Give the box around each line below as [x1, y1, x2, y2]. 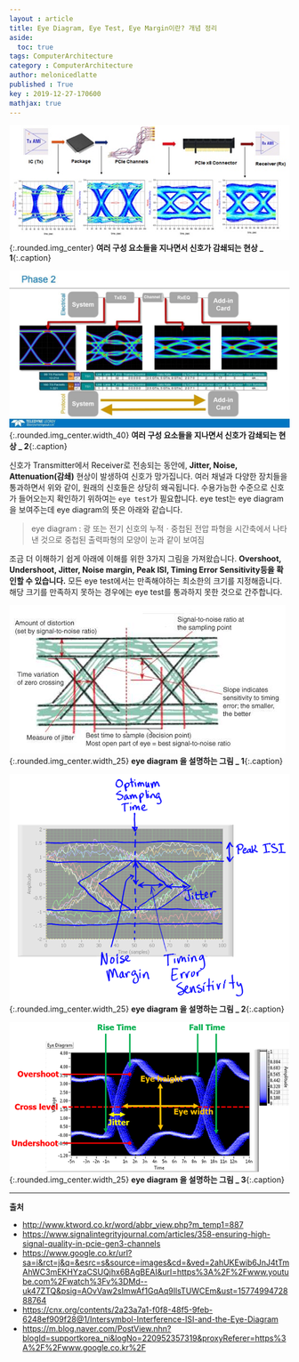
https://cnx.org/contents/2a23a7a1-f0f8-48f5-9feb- [21, 1304, 214, 1316]
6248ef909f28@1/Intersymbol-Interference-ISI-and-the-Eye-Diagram [21, 1314, 279, 1325]
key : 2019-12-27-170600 [9, 89, 101, 98]
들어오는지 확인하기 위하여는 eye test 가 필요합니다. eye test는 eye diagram [18, 494, 284, 504]
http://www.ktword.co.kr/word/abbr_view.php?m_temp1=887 [21, 1220, 244, 1230]
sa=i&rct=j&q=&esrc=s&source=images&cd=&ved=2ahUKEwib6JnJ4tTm [21, 1257, 290, 1268]
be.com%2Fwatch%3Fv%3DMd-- [21, 1277, 149, 1287]
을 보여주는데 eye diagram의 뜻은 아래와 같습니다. [9, 504, 183, 515]
